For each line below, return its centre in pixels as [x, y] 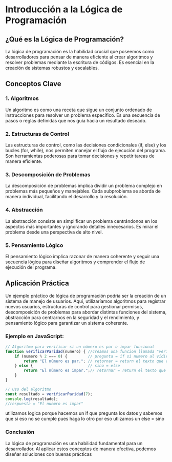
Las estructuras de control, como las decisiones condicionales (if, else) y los [86, 145]
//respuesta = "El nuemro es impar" [44, 404]
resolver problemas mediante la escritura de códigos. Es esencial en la [80, 62]
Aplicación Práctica [37, 283]
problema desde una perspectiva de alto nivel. [54, 232]
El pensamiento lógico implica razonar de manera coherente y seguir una [82, 256]
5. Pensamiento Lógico [34, 245]
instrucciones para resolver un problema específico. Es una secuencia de [83, 115]
